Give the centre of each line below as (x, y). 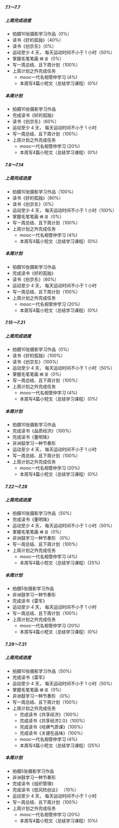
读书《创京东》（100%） (36, 362)
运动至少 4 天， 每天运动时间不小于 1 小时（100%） (64, 210)
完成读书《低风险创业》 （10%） (45, 789)
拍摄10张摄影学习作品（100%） (44, 192)
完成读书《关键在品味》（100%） (52, 733)
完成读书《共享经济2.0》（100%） (54, 720)
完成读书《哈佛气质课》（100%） (52, 727)
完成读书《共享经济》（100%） (50, 714)
